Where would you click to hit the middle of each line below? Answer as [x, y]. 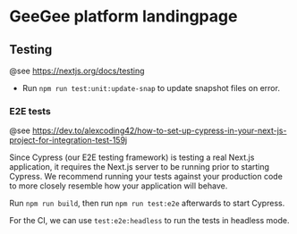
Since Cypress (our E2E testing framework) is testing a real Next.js [132, 157]
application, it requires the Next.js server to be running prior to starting [140, 167]
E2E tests [30, 111]
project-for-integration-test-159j [68, 140]
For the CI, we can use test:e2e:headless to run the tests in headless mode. [149, 221]
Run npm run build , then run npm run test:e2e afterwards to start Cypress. [147, 204]
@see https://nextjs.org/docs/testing [77, 71]
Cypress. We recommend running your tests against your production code [146, 177]
